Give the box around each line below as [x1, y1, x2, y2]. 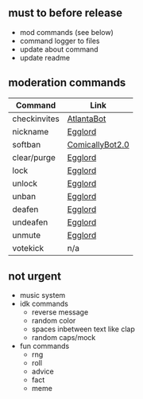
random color [31, 316, 76, 326]
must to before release [8, 6, 123, 20]
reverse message [31, 307, 89, 317]
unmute [12, 229, 41, 241]
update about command [19, 44, 99, 54]
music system [19, 291, 66, 300]
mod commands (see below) [19, 27, 114, 37]
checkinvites [12, 113, 60, 124]
